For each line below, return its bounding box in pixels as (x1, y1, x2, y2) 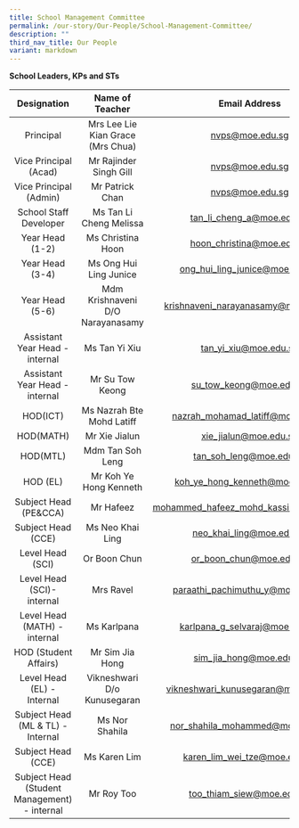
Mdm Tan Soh (83, 445, 142, 457)
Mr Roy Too (88, 788, 137, 800)
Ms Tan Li (92, 206, 133, 218)
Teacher (94, 103, 131, 116)
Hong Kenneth (82, 481, 143, 494)
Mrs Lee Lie (87, 118, 138, 130)
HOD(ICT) (21, 410, 64, 422)
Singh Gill (93, 166, 133, 178)
